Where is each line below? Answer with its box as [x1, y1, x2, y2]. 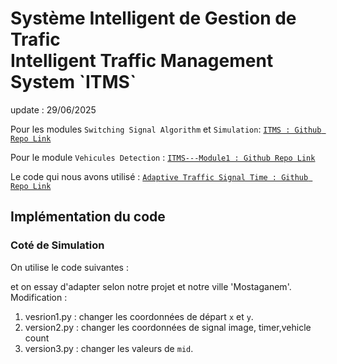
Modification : [10, 291, 68, 303]
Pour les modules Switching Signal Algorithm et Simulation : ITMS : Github [10, 123, 322, 135]
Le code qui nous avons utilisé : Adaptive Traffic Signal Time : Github [10, 170, 309, 182]
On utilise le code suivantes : [10, 261, 129, 273]
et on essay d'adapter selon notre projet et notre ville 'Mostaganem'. [10, 280, 292, 292]
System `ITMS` [10, 71, 137, 94]
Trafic [10, 28, 61, 51]
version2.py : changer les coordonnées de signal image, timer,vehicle [24, 321, 312, 333]
